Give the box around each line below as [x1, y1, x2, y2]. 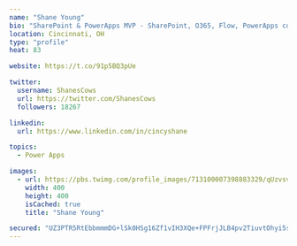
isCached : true [25, 200, 81, 209]
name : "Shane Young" [9, 12, 86, 22]
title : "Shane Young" [25, 208, 104, 217]
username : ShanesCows [17, 86, 97, 95]
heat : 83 [9, 46, 42, 55]
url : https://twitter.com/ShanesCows [17, 94, 156, 103]
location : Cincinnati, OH [9, 29, 104, 38]
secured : [9, 224, 42, 233]
